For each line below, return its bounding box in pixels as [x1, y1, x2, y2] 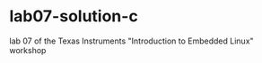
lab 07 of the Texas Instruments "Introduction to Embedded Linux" [9, 35, 254, 46]
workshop [9, 44, 47, 55]
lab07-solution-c [9, 6, 139, 27]
